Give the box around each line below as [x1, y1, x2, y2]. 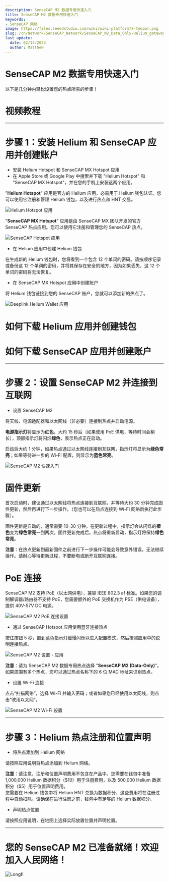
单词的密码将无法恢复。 [5, 269, 54, 275]
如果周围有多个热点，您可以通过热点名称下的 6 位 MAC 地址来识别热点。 [5, 669, 155, 675]
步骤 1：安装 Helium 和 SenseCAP [5, 137, 146, 148]
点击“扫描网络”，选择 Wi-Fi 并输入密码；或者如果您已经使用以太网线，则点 [5, 690, 159, 696]
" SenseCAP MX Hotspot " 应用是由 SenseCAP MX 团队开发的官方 [5, 218, 141, 224]
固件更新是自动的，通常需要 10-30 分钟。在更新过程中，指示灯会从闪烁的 [5, 523, 157, 529]
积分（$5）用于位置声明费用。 [5, 783, 68, 790]
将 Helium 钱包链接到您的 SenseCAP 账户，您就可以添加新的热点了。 [5, 291, 148, 297]
